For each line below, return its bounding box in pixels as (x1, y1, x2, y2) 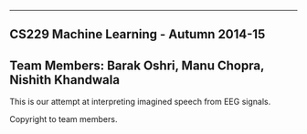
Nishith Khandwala (9, 72, 121, 88)
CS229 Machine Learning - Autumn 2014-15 (9, 26, 266, 42)
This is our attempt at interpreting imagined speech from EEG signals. (9, 97, 271, 108)
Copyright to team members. (9, 114, 118, 125)
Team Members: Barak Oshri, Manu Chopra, (9, 57, 265, 73)
